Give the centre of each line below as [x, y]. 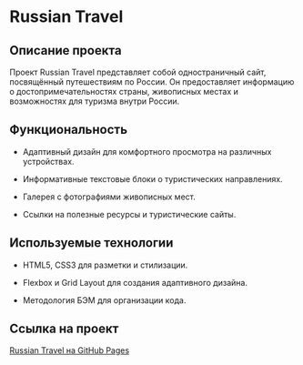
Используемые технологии [91, 243]
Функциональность [69, 130]
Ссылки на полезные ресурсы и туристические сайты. [129, 214]
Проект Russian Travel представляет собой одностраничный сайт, [138, 72]
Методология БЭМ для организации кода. [104, 300]
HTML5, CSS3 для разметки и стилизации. [105, 265]
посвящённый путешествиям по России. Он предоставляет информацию [152, 82]
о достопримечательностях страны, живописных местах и [124, 91]
